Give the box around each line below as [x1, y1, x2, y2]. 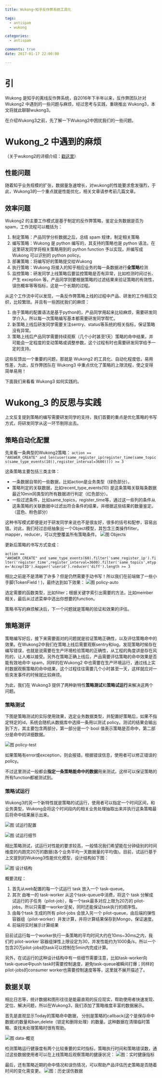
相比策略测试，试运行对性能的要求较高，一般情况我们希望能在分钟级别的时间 [5, 843, 157, 849]
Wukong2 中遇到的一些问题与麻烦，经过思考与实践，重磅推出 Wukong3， [5, 101, 151, 107]
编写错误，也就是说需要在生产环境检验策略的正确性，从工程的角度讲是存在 [5, 647, 153, 653]
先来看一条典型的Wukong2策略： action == [5, 450, 92, 455]
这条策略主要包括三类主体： [5, 468, 60, 474]
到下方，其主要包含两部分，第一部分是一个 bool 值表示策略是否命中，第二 [5, 725, 151, 731]
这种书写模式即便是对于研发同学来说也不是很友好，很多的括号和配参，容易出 [5, 519, 157, 525]
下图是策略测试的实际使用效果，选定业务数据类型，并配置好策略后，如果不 [5, 713, 153, 719]
